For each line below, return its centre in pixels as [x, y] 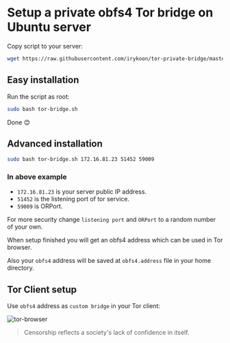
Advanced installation [55, 143]
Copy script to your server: [45, 46]
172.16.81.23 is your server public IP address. [82, 192]
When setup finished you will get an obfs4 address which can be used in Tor [115, 240]
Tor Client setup [42, 289]
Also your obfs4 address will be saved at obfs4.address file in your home [109, 261]
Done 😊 [19, 122]
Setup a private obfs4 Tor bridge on [110, 13]
